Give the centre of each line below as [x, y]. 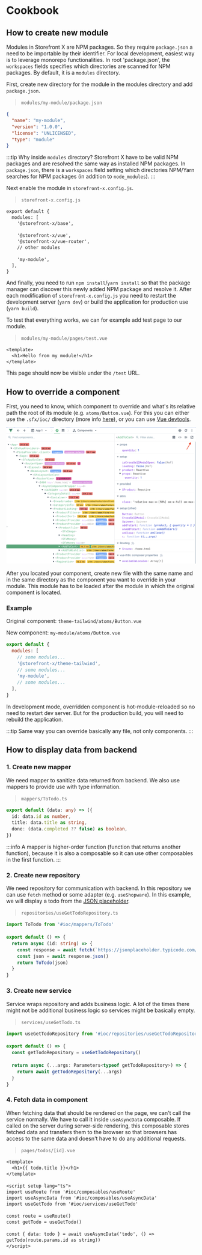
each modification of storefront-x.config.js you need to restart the [91, 296]
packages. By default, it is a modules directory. [63, 72]
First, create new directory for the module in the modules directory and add [99, 84]
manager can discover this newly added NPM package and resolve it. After [99, 289]
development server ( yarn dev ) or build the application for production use [97, 302]
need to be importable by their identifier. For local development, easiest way [100, 54]
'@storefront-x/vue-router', [54, 242]
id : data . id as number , [41, 816]
